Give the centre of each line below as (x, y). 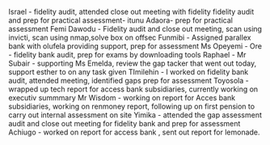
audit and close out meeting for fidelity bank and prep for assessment (124, 124)
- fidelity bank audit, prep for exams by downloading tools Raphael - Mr (127, 55)
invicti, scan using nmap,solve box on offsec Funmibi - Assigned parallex (130, 37)
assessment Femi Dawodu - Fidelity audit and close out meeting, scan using (135, 29)
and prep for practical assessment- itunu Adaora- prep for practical (120, 20)
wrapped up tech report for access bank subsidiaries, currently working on (133, 89)
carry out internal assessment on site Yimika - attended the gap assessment (135, 115)
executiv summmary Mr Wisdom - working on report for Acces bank (122, 98)
